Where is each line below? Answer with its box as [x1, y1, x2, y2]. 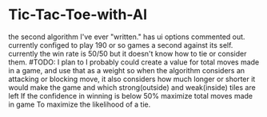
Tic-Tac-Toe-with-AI [8, 6, 148, 24]
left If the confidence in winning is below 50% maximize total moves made [8, 91, 253, 100]
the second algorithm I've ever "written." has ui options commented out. [8, 32, 245, 41]
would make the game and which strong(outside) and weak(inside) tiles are [8, 82, 256, 92]
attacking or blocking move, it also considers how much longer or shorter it [8, 74, 256, 84]
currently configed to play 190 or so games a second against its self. [8, 40, 233, 49]
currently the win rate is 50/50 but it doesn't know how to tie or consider [8, 49, 247, 58]
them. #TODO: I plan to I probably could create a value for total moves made [8, 57, 260, 67]
